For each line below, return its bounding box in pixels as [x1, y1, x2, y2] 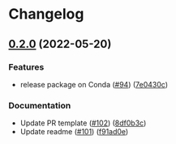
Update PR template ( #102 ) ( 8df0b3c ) [19, 118, 147, 128]
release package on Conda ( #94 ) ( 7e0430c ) [19, 79, 169, 89]
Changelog [8, 5, 84, 23]
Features [8, 61, 45, 73]
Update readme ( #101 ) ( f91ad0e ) [19, 127, 129, 137]
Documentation [8, 100, 71, 111]
